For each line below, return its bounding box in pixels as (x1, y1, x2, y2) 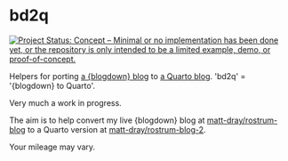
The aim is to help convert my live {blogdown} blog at (9, 115, 205, 125)
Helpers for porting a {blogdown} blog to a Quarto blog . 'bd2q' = (9, 70, 246, 81)
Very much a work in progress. (9, 97, 122, 108)
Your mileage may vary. (9, 141, 96, 152)
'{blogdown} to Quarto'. (9, 80, 96, 91)
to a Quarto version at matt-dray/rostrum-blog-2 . (27, 124, 206, 134)
